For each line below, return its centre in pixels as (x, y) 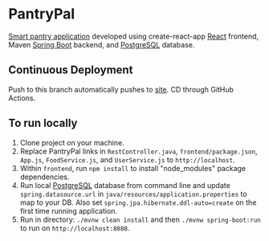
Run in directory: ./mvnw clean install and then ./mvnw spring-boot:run (140, 219)
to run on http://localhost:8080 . (75, 228)
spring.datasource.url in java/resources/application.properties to (133, 194)
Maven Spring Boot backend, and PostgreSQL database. (102, 44)
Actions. (22, 98)
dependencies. (45, 177)
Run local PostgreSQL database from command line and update (125, 185)
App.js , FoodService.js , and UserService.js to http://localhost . (127, 159)
